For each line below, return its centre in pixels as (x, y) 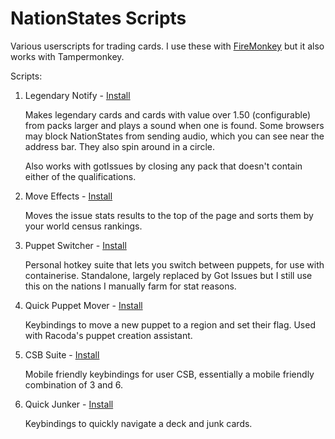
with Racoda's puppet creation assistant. (108, 335)
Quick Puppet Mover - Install (83, 305)
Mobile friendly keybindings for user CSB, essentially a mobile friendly (169, 374)
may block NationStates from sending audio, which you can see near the (174, 136)
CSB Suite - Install (62, 354)
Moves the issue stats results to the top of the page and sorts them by (169, 215)
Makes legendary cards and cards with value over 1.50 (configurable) (167, 114)
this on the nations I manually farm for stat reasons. (130, 286)
